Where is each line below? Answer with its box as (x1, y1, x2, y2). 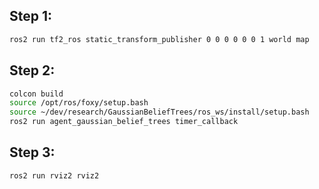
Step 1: (9, 8, 53, 25)
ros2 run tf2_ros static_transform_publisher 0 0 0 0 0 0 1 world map (9, 34, 310, 44)
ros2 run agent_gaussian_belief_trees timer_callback (9, 117, 239, 127)
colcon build (9, 89, 64, 99)
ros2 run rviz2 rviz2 (9, 170, 100, 181)
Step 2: (9, 62, 56, 79)
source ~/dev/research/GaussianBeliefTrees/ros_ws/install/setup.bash (9, 107, 310, 118)
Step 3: (9, 144, 56, 161)
